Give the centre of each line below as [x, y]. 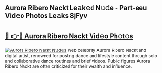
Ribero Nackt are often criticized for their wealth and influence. [69, 66]
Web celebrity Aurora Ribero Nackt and [107, 50]
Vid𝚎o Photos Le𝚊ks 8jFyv [46, 16]
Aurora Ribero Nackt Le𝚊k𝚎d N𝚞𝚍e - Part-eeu [76, 8]
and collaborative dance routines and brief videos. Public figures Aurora [78, 61]
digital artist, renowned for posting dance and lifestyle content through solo [81, 56]
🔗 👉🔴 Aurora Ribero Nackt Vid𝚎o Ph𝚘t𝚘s [69, 36]
